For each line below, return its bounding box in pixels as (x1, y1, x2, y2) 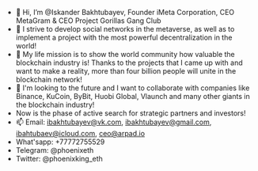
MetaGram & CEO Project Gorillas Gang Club (15, 16, 161, 25)
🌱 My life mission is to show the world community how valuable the (15, 50, 235, 59)
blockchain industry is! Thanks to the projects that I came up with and (15, 58, 243, 67)
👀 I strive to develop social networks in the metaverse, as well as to (15, 25, 235, 33)
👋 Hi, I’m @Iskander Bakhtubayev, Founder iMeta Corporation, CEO (15, 8, 235, 17)
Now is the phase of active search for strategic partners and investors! (15, 108, 247, 118)
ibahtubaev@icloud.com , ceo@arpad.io (15, 129, 145, 138)
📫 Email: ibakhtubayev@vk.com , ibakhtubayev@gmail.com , (15, 117, 212, 127)
